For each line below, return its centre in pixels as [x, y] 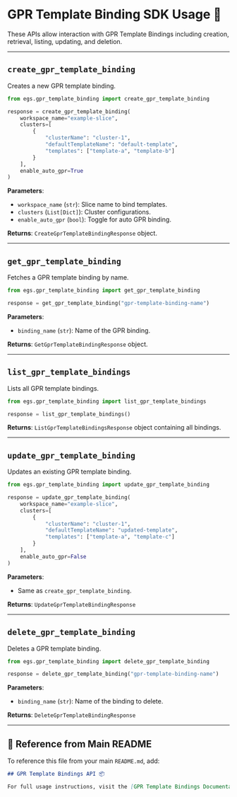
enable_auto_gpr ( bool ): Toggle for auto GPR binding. [94, 219]
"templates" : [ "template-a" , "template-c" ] [110, 537]
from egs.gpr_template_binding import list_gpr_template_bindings [107, 401]
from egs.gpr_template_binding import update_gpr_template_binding [109, 485]
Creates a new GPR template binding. [62, 86]
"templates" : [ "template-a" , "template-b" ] [110, 151]
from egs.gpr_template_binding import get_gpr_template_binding [104, 291]
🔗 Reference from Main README [80, 744]
